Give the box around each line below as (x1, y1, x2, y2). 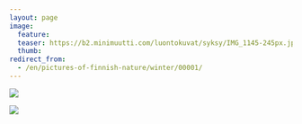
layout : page (9, 13, 58, 22)
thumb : (17, 47, 42, 56)
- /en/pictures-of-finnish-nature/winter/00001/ (17, 64, 203, 73)
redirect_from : (9, 55, 67, 64)
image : (9, 22, 34, 31)
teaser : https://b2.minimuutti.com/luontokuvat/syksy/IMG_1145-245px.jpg (17, 38, 299, 48)
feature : (17, 30, 50, 39)
